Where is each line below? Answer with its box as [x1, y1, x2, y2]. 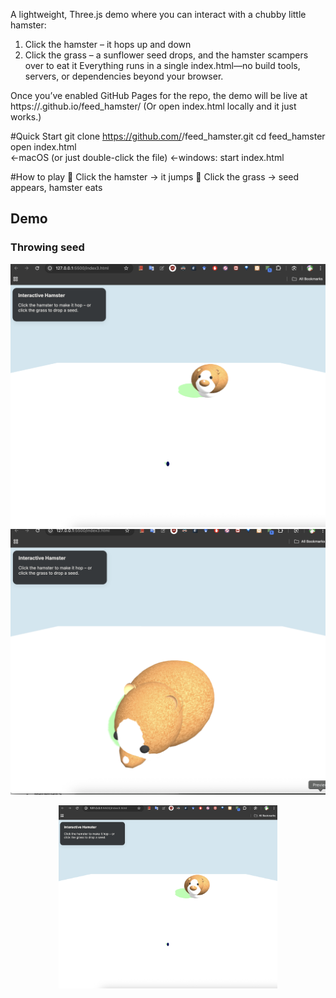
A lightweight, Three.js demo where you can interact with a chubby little [10, 9, 307, 20]
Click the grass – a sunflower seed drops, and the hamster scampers [24, 49, 309, 61]
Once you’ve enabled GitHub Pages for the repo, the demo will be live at [10, 90, 308, 101]
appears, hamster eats [10, 182, 103, 193]
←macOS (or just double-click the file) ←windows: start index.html [10, 152, 285, 163]
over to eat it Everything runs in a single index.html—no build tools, [24, 60, 301, 71]
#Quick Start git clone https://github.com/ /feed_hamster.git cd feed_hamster [10, 130, 326, 142]
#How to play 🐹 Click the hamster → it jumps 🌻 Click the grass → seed [10, 171, 300, 183]
